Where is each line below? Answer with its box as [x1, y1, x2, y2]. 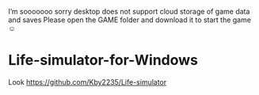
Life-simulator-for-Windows [8, 51, 198, 70]
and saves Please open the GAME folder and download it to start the [8, 15, 231, 25]
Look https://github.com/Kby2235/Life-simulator [8, 77, 167, 86]
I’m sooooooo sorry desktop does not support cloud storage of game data [8, 7, 250, 16]
